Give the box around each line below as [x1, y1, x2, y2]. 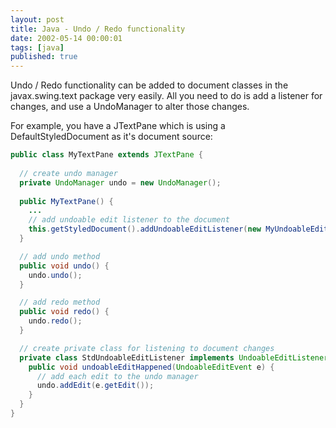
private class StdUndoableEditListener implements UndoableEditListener [19, 352, 329, 363]
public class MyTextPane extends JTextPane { [10, 150, 203, 160]
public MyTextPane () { [19, 196, 114, 206]
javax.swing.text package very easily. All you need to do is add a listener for [10, 90, 323, 102]
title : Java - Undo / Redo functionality [10, 24, 186, 34]
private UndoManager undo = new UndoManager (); [19, 177, 222, 188]
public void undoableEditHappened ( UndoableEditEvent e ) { [28, 362, 275, 372]
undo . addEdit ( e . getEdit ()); [36, 381, 155, 391]
